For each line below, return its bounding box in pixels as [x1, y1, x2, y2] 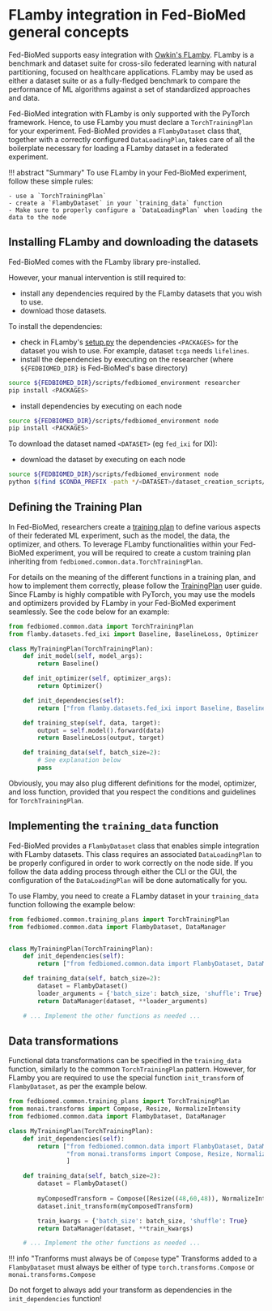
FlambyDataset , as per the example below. [8, 1082, 147, 1092]
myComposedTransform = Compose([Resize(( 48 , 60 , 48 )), [37, 1194, 219, 1203]
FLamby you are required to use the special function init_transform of [8, 1073, 244, 1083]
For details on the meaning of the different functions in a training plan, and [8, 572, 257, 582]
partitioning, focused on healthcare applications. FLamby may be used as [8, 67, 253, 76]
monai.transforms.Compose [8, 1271, 96, 1279]
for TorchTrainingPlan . [8, 795, 84, 805]
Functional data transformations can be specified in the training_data [8, 1056, 242, 1066]
